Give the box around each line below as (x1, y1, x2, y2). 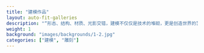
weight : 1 (6, 26, 32, 32)
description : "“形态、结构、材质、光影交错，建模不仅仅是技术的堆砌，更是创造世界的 (6, 20, 196, 26)
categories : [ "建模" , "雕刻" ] (6, 37, 79, 43)
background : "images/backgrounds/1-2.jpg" (6, 32, 115, 38)
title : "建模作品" (6, 9, 50, 15)
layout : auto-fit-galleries (6, 15, 78, 21)
